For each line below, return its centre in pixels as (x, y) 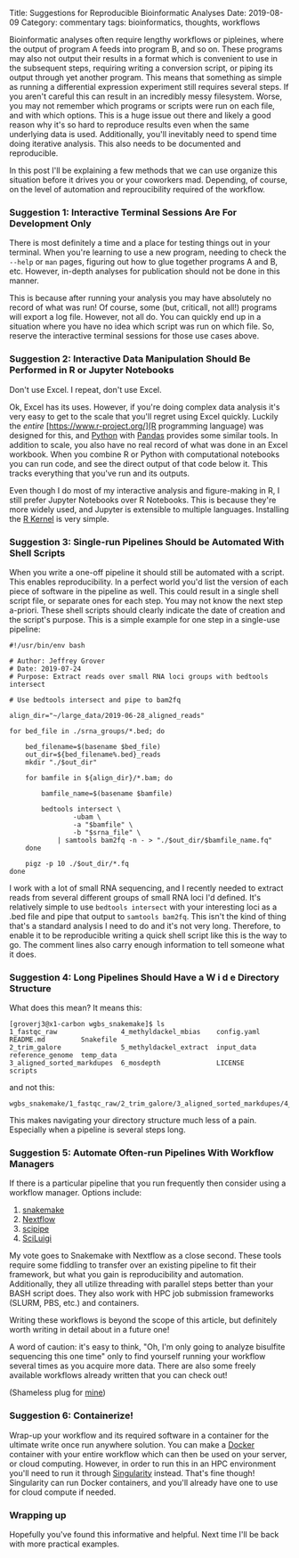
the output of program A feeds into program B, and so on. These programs (146, 49)
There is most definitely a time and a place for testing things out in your (140, 243)
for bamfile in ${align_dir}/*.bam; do (99, 778)
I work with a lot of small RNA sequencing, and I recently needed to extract (146, 888)
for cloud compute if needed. (63, 1492)
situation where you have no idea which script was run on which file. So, (142, 326)
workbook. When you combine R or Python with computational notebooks (145, 454)
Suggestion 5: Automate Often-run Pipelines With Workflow (141, 1153)
